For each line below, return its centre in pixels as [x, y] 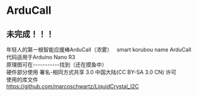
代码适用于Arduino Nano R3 [41, 57]
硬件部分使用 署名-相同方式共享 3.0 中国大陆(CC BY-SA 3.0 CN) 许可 [91, 72]
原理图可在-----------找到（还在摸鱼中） [57, 64]
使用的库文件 [22, 79]
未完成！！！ [30, 34]
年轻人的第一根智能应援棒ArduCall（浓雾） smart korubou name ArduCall [99, 49]
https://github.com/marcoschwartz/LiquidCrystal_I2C [73, 86]
